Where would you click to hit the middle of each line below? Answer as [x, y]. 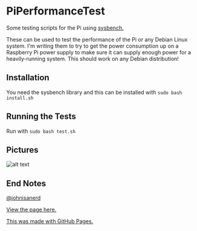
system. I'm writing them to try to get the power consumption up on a [92, 46]
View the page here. [31, 210]
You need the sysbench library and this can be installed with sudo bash [94, 92]
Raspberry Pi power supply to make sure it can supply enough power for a [99, 52]
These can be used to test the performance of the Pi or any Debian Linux [97, 39]
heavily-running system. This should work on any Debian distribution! [93, 59]
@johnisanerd [24, 198]
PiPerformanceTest [56, 11]
